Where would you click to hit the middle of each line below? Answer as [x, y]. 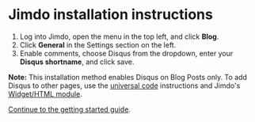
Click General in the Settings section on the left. [98, 44]
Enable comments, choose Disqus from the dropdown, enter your [126, 53]
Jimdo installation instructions [111, 15]
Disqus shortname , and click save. [77, 62]
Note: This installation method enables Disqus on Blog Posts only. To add [128, 77]
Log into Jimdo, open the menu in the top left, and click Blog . [119, 36]
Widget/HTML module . [46, 93]
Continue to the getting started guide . [69, 109]
